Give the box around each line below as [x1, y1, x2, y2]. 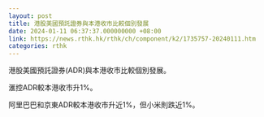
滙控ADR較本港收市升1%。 [8, 83, 97, 93]
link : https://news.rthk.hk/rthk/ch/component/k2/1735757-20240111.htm [8, 34, 256, 43]
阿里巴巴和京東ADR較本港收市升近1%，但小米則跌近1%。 [8, 100, 200, 110]
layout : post [8, 11, 53, 20]
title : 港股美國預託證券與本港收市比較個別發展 [8, 19, 149, 28]
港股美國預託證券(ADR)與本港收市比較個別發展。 [8, 66, 171, 76]
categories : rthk [8, 42, 67, 50]
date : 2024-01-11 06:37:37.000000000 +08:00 [8, 27, 162, 35]
